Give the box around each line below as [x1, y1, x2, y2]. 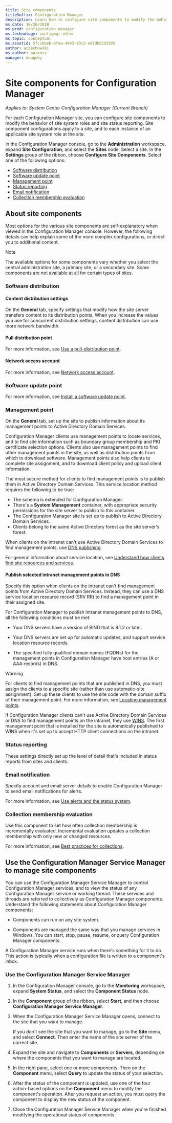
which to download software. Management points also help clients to [5, 455, 150, 461]
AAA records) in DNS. [12, 660, 59, 667]
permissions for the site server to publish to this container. [12, 508, 136, 514]
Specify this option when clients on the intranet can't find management [5, 583, 155, 589]
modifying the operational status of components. [12, 1112, 116, 1118]
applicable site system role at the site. [5, 131, 85, 137]
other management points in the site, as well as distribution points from [5, 450, 155, 456]
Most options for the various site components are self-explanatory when [5, 223, 158, 229]
